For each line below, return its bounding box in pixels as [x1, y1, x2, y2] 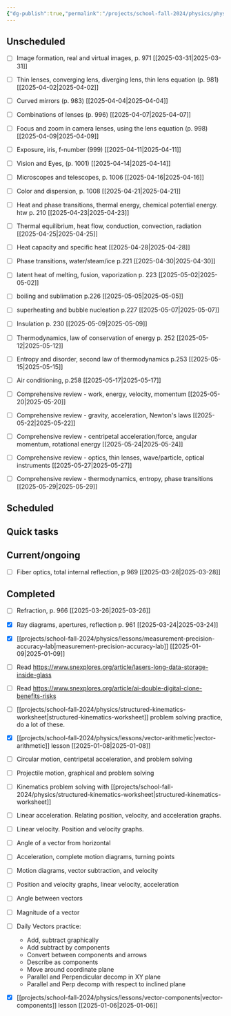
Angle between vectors [16, 894, 83, 903]
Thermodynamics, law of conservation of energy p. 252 [16, 333, 175, 342]
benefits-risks [16, 692, 57, 700]
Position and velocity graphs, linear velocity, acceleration [16, 881, 179, 889]
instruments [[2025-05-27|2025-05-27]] [16, 461, 132, 469]
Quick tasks [6, 526, 59, 538]
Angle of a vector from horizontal [16, 839, 111, 847]
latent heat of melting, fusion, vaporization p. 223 [16, 271, 157, 279]
